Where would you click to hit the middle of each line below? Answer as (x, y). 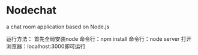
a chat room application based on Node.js (58, 27)
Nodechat (31, 10)
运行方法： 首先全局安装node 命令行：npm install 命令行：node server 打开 (99, 38)
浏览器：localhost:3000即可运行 (46, 46)
